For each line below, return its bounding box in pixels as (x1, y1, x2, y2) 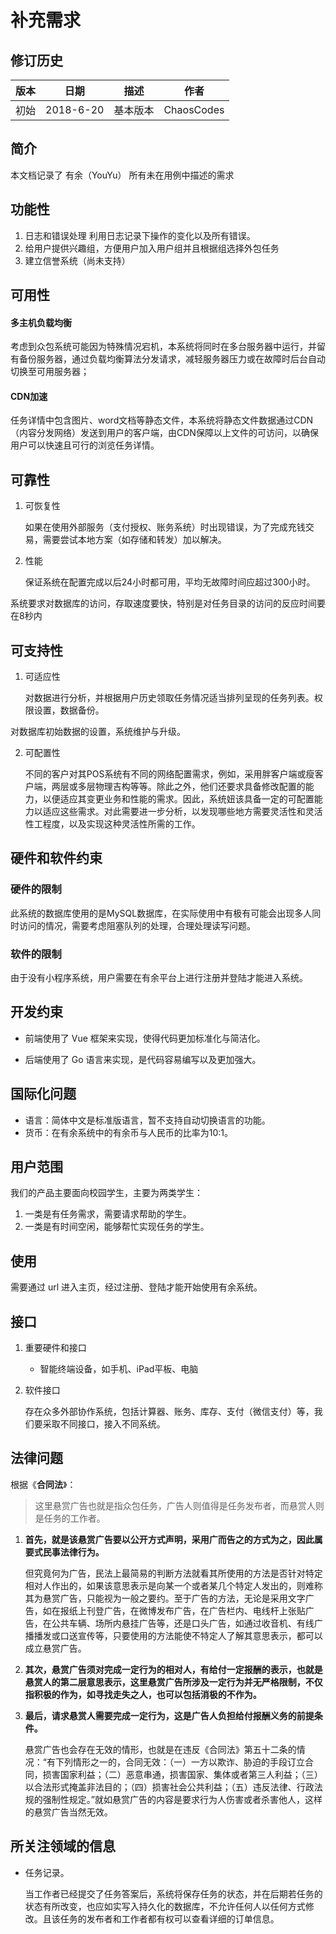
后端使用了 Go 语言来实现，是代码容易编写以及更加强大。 (24, 1053, 262, 1065)
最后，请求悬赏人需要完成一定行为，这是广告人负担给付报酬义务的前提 (24, 1709, 315, 1721)
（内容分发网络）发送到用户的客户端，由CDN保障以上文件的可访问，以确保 (10, 427, 319, 439)
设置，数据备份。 (33, 704, 105, 716)
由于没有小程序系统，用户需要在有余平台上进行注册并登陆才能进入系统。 (10, 972, 308, 984)
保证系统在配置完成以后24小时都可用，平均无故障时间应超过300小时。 (24, 576, 316, 588)
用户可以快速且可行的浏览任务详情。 (10, 439, 160, 451)
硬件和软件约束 (10, 850, 103, 867)
